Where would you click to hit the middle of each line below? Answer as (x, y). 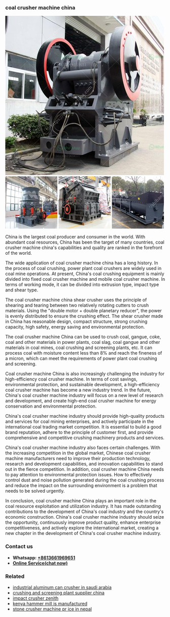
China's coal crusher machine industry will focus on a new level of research (84, 395)
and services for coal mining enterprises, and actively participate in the (80, 421)
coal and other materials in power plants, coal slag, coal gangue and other (83, 342)
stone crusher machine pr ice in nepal (52, 609)
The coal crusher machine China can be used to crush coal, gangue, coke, (83, 337)
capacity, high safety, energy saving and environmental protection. (75, 327)
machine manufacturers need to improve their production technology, (78, 459)
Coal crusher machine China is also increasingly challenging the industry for (85, 374)
